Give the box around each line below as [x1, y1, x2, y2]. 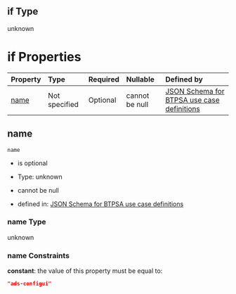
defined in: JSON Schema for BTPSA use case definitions [17, 200, 184, 208]
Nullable [126, 74, 155, 84]
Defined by [164, 74, 204, 84]
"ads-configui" [7, 281, 52, 288]
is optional [17, 158, 48, 167]
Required [88, 74, 119, 84]
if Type [7, 6, 39, 18]
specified [48, 99, 79, 109]
